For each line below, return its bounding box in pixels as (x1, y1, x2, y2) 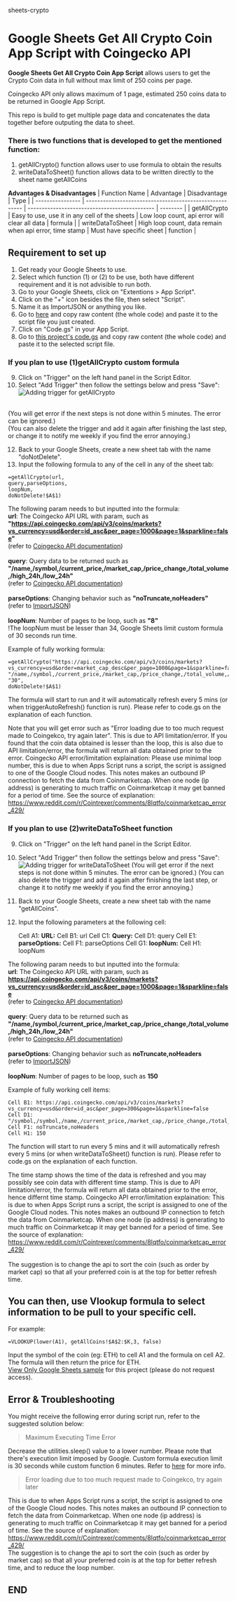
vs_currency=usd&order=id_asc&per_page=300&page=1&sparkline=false (8, 1105, 209, 1112)
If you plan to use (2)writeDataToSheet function (8, 824, 173, 834)
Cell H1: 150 (8, 1130, 46, 1137)
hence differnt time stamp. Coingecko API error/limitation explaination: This (8, 1193, 225, 1201)
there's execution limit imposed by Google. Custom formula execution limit (8, 1454, 223, 1463)
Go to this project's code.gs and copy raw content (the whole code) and (18, 333, 226, 341)
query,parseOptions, (8, 480, 69, 487)
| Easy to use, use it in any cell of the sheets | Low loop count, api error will (8, 211, 224, 220)
